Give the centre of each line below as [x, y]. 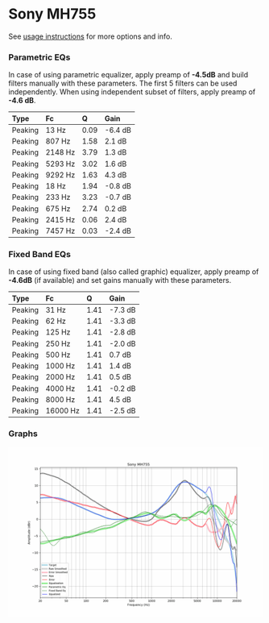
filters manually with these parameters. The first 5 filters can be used [123, 83]
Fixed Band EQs [39, 254]
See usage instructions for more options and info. [91, 36]
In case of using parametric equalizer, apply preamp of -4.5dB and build [128, 75]
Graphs [23, 434]
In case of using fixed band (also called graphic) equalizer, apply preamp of [134, 272]
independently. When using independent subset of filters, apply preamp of [132, 92]
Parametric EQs [39, 57]
